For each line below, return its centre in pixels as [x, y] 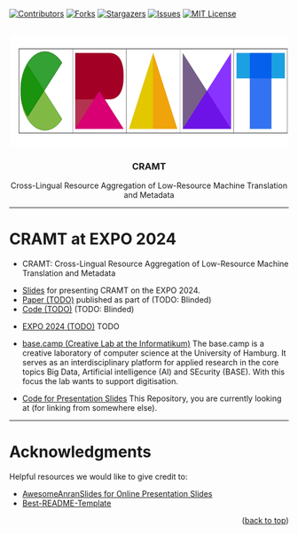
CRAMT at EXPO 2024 [93, 239]
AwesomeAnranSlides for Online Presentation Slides [117, 494]
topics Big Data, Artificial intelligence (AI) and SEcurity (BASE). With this [153, 372]
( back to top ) [265, 521]
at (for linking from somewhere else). [90, 408]
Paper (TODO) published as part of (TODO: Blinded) [117, 300]
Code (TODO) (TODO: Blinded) [78, 310]
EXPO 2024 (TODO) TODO [71, 326]
